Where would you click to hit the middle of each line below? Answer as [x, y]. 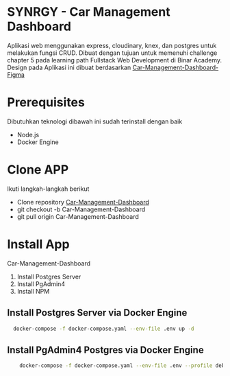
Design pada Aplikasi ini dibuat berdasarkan [69, 67]
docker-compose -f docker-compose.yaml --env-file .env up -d [104, 329]
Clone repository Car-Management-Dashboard [83, 202]
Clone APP [38, 170]
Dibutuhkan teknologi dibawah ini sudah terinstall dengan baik [95, 121]
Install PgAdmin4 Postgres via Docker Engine [105, 350]
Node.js [28, 134]
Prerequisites [46, 103]
